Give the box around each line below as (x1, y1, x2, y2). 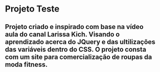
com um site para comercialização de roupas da (5, 53, 152, 61)
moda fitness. (5, 60, 48, 69)
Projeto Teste (5, 3, 59, 14)
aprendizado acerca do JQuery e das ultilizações (5, 38, 156, 46)
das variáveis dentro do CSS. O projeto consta (5, 45, 146, 54)
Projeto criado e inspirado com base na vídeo (5, 23, 144, 31)
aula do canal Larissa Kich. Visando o (5, 30, 120, 38)
